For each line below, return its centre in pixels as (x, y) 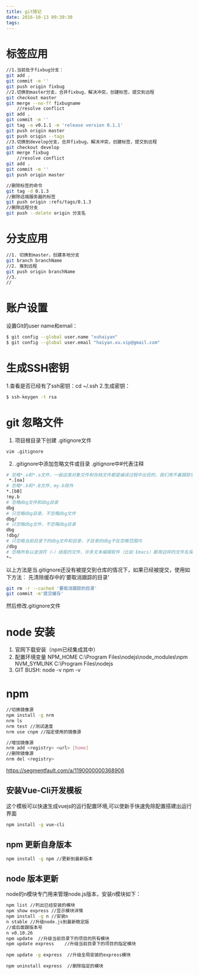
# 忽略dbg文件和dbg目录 (32, 502)
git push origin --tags (36, 136)
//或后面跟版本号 (24, 927)
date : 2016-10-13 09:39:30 (39, 17)
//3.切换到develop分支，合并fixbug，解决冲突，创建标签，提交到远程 (82, 142)
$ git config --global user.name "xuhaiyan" (62, 337)
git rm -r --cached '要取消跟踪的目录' (52, 588)
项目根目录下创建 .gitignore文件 (53, 440)
